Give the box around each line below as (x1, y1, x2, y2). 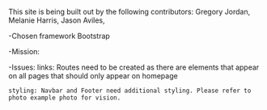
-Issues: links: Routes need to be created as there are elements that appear (8, 62, 260, 72)
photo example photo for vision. (8, 94, 121, 102)
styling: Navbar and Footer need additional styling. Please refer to (8, 87, 252, 95)
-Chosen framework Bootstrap (8, 32, 111, 40)
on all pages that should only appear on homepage (8, 71, 178, 80)
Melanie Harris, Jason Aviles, (8, 15, 105, 25)
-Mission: (8, 47, 40, 56)
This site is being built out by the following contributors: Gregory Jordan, (8, 7, 251, 16)
